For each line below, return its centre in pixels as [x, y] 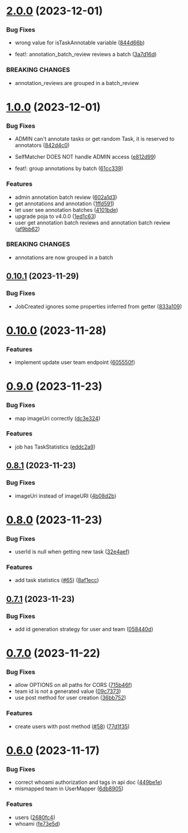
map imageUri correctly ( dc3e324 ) [58, 418]
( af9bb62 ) [27, 229]
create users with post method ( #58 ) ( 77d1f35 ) [72, 726]
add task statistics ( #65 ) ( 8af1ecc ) [57, 580]
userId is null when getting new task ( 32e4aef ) [72, 552]
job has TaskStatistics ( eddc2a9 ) [55, 447]
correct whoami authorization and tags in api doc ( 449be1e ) [88, 782]
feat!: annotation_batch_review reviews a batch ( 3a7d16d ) [86, 54]
